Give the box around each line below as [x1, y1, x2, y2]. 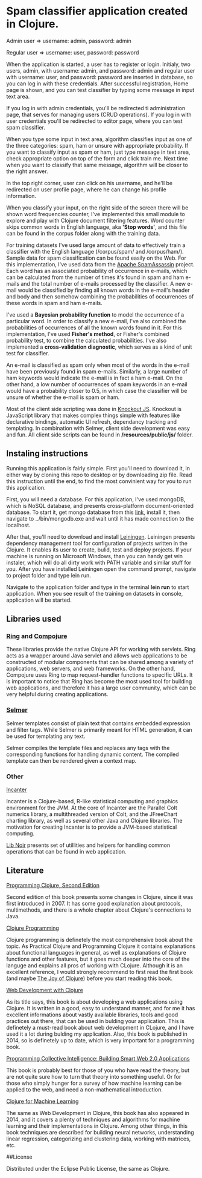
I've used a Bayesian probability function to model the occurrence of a [6, 311, 185, 318]
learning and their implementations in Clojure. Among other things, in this [6, 1122, 188, 1130]
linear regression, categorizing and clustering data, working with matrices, [6, 1135, 191, 1142]
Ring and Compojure [6, 632, 68, 640]
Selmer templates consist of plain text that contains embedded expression [6, 719, 191, 727]
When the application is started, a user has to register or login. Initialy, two [6, 61, 191, 68]
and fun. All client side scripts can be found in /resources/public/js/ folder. [6, 431, 193, 438]
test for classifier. [6, 349, 49, 357]
